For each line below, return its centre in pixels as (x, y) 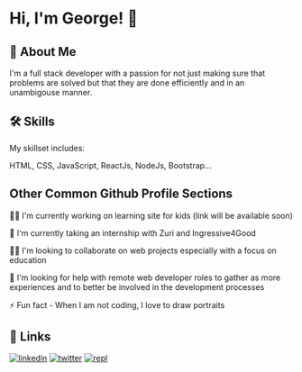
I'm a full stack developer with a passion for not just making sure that (137, 73)
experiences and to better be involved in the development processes (137, 286)
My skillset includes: (47, 148)
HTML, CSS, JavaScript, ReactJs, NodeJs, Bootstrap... (110, 165)
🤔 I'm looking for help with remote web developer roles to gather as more (145, 277)
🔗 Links (30, 337)
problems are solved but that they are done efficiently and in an (127, 83)
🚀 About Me (43, 52)
